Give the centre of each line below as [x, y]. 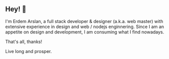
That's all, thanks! [24, 41]
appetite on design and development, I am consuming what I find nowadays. [85, 32]
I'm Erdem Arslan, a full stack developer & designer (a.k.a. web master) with [84, 21]
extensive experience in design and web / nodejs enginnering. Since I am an [85, 26]
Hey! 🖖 [16, 9]
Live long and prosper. [29, 51]
